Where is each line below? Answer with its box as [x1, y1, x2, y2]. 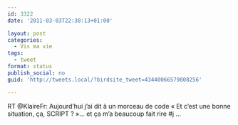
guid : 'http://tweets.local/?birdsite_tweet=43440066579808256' [7, 76, 202, 83]
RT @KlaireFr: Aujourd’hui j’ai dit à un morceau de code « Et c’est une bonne [7, 102, 231, 110]
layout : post [7, 30, 46, 37]
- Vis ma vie [14, 43, 53, 50]
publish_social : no [7, 69, 66, 77]
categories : [7, 36, 43, 43]
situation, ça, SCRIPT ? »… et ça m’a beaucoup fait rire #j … [7, 109, 182, 118]
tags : [7, 50, 24, 57]
